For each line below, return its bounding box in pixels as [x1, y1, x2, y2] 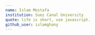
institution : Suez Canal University [5, 12, 84, 17]
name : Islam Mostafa [5, 7, 50, 13]
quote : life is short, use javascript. [5, 17, 91, 22]
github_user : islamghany [5, 22, 59, 27]
